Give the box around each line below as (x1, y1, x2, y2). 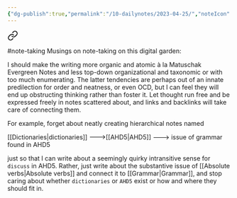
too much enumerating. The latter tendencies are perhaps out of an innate (7, 75, 224, 83)
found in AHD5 (7, 140, 51, 148)
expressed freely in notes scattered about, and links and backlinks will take (7, 98, 227, 106)
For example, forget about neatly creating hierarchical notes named (7, 119, 204, 127)
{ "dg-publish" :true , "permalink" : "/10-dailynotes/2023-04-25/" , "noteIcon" (7, 10, 231, 18)
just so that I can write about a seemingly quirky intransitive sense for (7, 153, 211, 163)
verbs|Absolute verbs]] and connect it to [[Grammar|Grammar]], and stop (7, 169, 222, 177)
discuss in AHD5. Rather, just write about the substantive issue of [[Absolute (7, 161, 231, 170)
